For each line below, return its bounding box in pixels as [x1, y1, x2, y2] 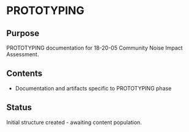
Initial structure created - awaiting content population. [6, 119, 142, 126]
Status [6, 102, 32, 113]
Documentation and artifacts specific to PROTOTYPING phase [15, 84, 172, 92]
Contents [6, 68, 43, 79]
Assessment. [6, 51, 39, 58]
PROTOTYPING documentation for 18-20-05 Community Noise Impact [6, 44, 183, 51]
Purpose [6, 28, 40, 38]
